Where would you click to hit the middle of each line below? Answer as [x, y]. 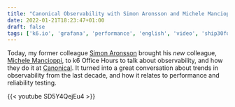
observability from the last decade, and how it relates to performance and [114, 76]
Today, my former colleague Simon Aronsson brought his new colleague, [112, 53]
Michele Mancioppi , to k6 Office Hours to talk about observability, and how [115, 61]
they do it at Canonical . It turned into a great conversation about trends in [113, 68]
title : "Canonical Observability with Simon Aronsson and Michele [106, 14]
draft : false [26, 27]
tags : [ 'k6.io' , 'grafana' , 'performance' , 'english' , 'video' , [103, 33]
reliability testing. [32, 83]
